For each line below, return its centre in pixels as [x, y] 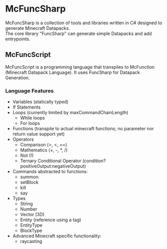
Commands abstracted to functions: [50, 172]
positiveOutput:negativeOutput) [53, 166]
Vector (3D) [32, 215]
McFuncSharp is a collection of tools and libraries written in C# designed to [84, 23]
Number [29, 209]
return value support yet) [38, 134]
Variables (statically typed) [40, 102]
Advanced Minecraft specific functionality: [57, 236]
